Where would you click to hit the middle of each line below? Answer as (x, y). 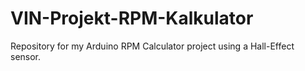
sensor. (26, 56)
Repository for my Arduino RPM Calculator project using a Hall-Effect (152, 46)
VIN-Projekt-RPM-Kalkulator (132, 18)
